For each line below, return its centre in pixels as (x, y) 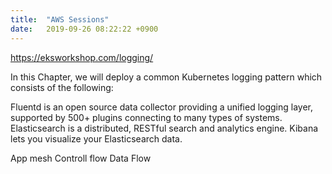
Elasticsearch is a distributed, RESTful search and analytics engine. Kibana (164, 128)
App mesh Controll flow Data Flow (81, 158)
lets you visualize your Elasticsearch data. (96, 138)
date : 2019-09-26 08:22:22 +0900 (84, 29)
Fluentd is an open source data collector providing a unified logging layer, (162, 107)
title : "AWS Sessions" (60, 19)
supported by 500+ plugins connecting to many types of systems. (146, 117)
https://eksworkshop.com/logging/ (82, 57)
